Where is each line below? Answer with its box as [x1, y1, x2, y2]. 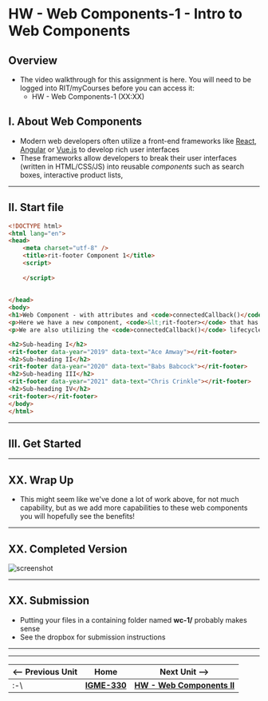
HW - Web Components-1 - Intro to [8, 5, 243, 23]
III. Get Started [8, 436, 81, 450]
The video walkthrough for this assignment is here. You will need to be [19, 75, 251, 84]
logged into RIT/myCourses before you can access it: [19, 83, 195, 93]
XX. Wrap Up [8, 473, 74, 487]
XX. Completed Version [8, 542, 128, 556]
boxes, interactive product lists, [19, 169, 124, 180]
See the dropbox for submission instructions [19, 632, 166, 642]
